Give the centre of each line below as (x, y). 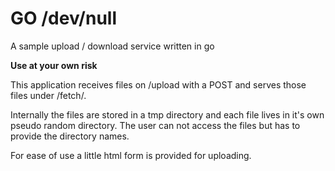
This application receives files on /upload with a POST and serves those (158, 84)
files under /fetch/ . (48, 95)
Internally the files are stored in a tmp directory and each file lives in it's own (167, 114)
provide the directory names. (70, 136)
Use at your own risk (54, 65)
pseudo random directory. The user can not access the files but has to (155, 125)
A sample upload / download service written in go (112, 46)
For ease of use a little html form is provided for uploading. (131, 155)
